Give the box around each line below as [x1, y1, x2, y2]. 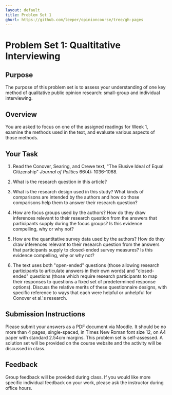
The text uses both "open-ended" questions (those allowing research [12, 262, 160, 268]
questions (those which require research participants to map [29, 273, 158, 279]
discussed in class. [5, 345, 46, 351]
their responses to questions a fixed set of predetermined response [12, 279, 156, 284]
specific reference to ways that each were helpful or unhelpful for [12, 290, 152, 296]
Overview [5, 110, 37, 119]
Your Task [5, 150, 39, 158]
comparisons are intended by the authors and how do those [12, 194, 140, 200]
